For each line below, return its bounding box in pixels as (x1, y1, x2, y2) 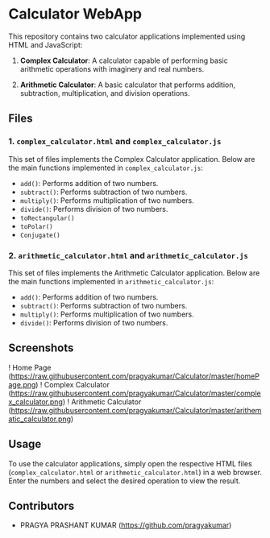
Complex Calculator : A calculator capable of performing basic (19, 56, 228, 65)
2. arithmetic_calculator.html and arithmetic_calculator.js (8, 250, 248, 261)
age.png (8, 379, 36, 389)
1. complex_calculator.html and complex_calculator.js (8, 136, 222, 147)
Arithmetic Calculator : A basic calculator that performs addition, (19, 80, 236, 89)
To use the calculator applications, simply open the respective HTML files (8, 458, 252, 468)
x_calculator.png (8, 396, 63, 407)
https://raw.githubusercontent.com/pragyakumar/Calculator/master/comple (10, 388, 261, 398)
